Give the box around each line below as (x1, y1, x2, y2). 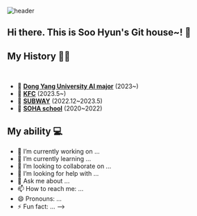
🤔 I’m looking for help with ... (17, 169, 99, 178)
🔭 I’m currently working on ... (17, 147, 100, 156)
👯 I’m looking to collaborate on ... (17, 162, 112, 170)
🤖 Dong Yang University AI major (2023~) (17, 82, 139, 90)
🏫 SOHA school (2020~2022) (17, 104, 103, 113)
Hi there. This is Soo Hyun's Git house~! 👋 (7, 26, 191, 38)
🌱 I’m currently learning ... (17, 155, 92, 163)
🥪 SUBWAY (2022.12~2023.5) (17, 97, 103, 106)
